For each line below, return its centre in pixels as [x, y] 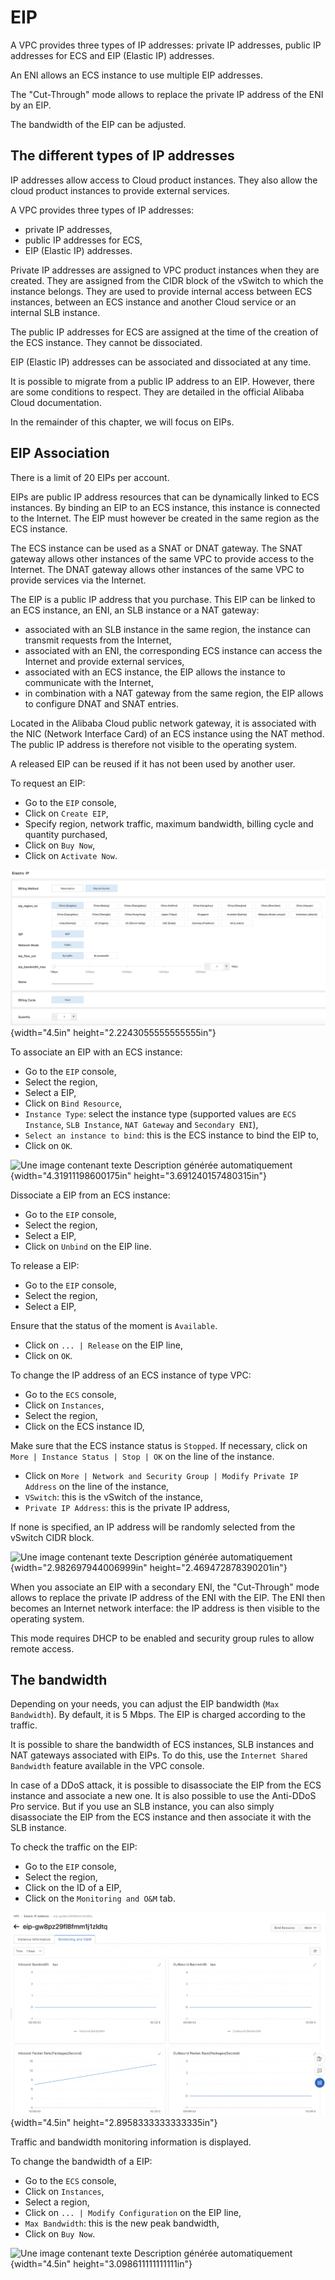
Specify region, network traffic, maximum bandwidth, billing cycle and [169, 823]
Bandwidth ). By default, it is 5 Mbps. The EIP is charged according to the [158, 1715]
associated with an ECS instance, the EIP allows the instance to [155, 672]
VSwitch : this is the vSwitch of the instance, [113, 1497]
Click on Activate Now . [71, 855]
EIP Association [60, 453]
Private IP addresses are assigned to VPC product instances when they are [165, 270]
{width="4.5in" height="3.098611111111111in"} [101, 2264]
